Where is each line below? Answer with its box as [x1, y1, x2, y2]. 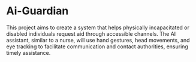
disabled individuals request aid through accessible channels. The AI [6, 30, 176, 37]
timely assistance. [6, 49, 51, 56]
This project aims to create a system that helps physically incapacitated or [6, 24, 190, 31]
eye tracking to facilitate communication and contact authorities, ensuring [6, 43, 189, 50]
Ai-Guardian [6, 4, 69, 18]
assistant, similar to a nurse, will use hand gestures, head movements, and [6, 36, 190, 44]
